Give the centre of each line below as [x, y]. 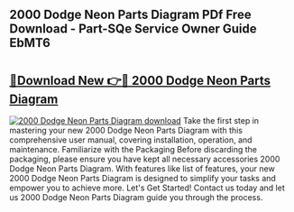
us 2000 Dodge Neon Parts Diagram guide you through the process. [136, 197]
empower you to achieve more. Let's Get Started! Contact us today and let [147, 188]
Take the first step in [221, 120]
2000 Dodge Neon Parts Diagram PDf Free [130, 15]
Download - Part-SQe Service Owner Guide [133, 29]
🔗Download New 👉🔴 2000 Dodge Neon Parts [140, 80]
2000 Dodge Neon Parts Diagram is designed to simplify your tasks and [143, 178]
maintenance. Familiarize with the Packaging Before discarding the [133, 149]
